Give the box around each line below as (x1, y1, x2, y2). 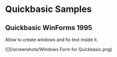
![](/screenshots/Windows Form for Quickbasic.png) (5, 46, 113, 52)
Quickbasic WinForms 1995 (5, 23, 93, 32)
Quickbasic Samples (5, 3, 92, 15)
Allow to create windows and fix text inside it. (5, 36, 98, 42)
